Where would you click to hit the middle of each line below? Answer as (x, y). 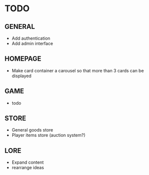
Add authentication (31, 38)
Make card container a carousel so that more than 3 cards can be (78, 70)
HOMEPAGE (23, 59)
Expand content (28, 162)
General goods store (32, 130)
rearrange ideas (28, 168)
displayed (22, 76)
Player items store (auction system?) (49, 135)
